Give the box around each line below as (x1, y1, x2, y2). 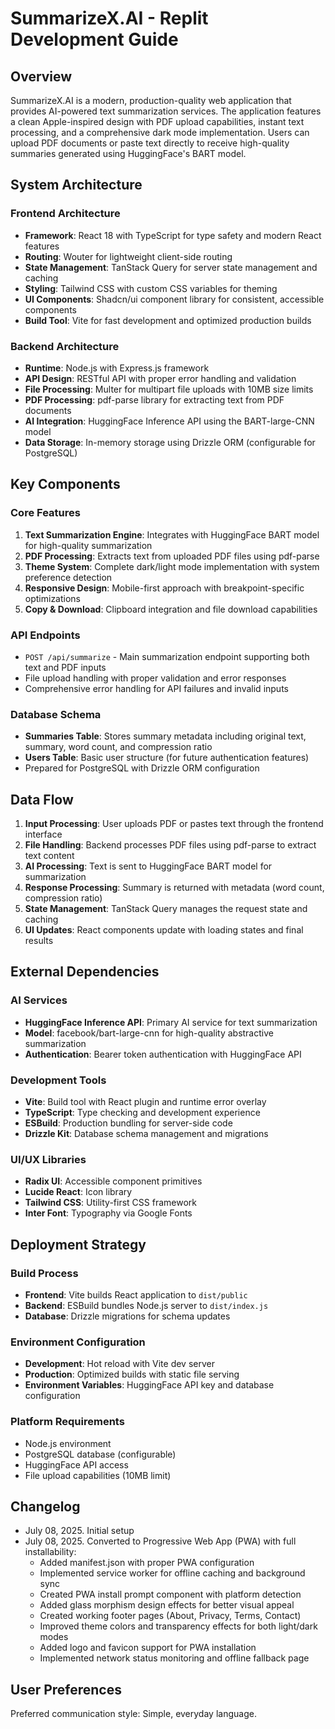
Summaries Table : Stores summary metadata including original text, (24, 730, 307, 742)
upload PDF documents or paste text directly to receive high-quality (10, 137, 290, 149)
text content (24, 850, 75, 862)
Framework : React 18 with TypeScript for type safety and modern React (24, 229, 322, 241)
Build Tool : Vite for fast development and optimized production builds (24, 314, 312, 326)
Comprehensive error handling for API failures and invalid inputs (24, 682, 289, 694)
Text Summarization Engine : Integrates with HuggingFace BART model (24, 528, 320, 541)
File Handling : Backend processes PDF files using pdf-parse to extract (24, 839, 317, 851)
